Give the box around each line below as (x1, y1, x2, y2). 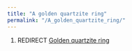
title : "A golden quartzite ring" (7, 10, 108, 17)
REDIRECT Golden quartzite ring (17, 36, 110, 44)
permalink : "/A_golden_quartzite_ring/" (7, 17, 126, 24)
